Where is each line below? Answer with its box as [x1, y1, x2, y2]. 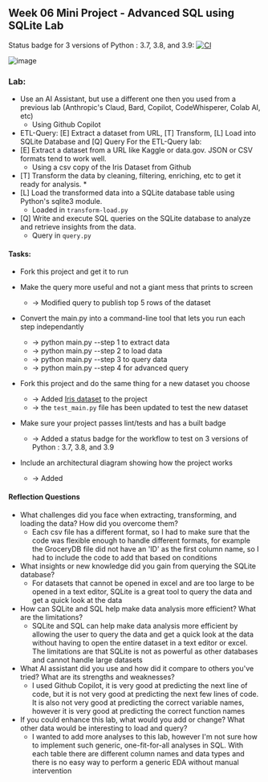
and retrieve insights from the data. [19, 222, 136, 232]
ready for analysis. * [19, 180, 87, 189]
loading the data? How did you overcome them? [19, 518, 179, 528]
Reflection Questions [8, 491, 80, 501]
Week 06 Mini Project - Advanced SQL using [8, 6, 235, 20]
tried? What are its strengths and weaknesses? [19, 672, 175, 682]
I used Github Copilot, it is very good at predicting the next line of [31, 680, 248, 690]
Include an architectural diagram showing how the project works [19, 458, 233, 468]
